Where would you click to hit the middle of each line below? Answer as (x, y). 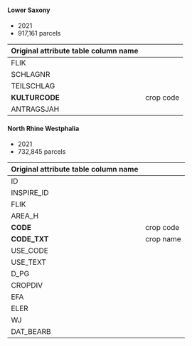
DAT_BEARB (31, 332)
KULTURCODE (36, 98)
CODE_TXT (30, 239)
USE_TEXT (28, 262)
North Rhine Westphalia (43, 128)
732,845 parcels (42, 152)
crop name (163, 239)
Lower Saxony (29, 10)
